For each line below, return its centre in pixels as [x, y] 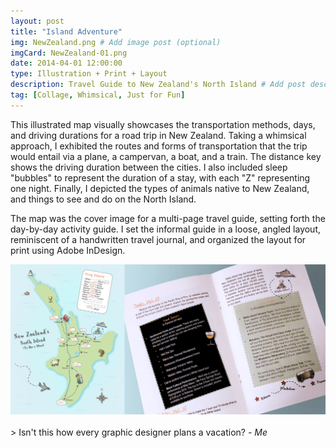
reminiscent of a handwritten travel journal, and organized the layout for [158, 239]
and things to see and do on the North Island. [103, 199]
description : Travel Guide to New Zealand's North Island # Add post [158, 85]
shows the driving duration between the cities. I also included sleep [149, 167]
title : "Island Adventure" [66, 31]
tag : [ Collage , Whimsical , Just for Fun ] [98, 95]
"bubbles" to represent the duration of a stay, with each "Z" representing [160, 177]
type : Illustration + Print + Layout [89, 74]
